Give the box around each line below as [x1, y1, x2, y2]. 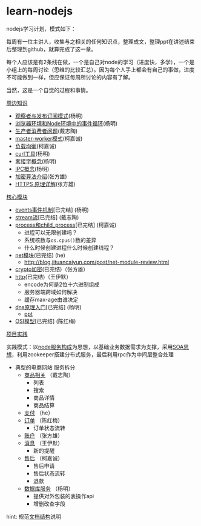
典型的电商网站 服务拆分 [15, 364, 76, 371]
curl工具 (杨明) [15, 150, 50, 157]
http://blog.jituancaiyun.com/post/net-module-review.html [24, 258, 170, 265]
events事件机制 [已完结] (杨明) [15, 206, 89, 213]
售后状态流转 [33, 470, 65, 477]
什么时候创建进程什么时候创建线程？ [24, 244, 115, 251]
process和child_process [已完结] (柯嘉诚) [15, 221, 117, 228]
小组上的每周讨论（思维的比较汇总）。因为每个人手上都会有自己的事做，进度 [6, 65, 195, 73]
